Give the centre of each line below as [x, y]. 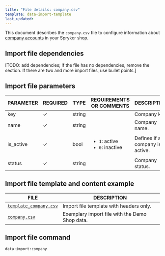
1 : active [109, 141]
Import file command [38, 238]
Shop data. [75, 220]
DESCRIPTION [110, 198]
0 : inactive [111, 147]
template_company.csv [33, 206]
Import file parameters [40, 86]
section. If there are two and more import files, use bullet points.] [71, 71]
